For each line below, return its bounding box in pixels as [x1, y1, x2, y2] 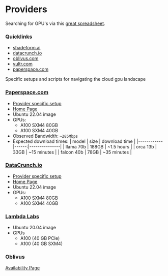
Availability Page [5, 265, 40, 271]
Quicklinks [5, 33, 33, 40]
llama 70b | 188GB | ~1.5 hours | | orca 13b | [65, 143, 157, 149]
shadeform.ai [12, 45, 41, 51]
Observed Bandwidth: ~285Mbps [12, 133, 78, 139]
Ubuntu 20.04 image [12, 225, 56, 231]
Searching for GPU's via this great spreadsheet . [5, 20, 105, 26]
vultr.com [12, 61, 33, 67]
